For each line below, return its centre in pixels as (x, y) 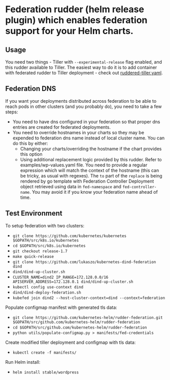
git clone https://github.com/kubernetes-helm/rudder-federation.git (88, 317)
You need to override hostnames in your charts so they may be (78, 132)
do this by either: (30, 143)
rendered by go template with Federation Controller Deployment (87, 181)
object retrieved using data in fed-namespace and (71, 186)
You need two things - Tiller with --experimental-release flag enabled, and (84, 62)
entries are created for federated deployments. (61, 127)
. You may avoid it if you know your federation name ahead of (94, 192)
